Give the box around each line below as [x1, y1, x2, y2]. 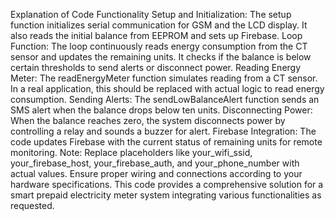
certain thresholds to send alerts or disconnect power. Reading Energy [10, 62, 302, 73]
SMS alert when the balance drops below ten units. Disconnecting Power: [10, 104, 313, 116]
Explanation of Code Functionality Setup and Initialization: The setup [10, 9, 292, 20]
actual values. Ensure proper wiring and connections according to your [10, 168, 303, 179]
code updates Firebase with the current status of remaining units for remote [10, 136, 323, 148]
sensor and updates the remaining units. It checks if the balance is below [10, 51, 312, 63]
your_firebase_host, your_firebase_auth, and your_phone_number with [10, 157, 300, 169]
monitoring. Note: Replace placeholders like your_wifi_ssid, [10, 147, 253, 158]
